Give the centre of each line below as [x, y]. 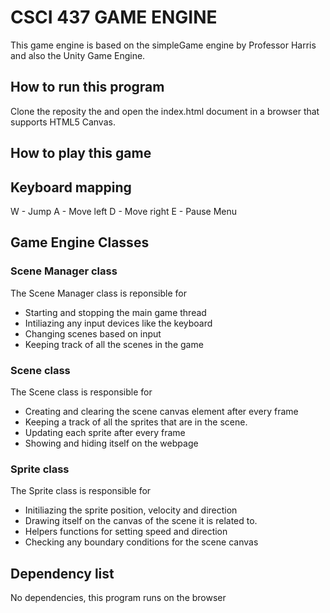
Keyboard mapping [71, 187]
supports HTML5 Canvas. [63, 122]
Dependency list [62, 573]
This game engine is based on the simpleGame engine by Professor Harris [163, 45]
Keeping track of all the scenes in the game [114, 344]
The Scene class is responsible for [81, 392]
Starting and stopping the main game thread [115, 312]
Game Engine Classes [80, 242]
